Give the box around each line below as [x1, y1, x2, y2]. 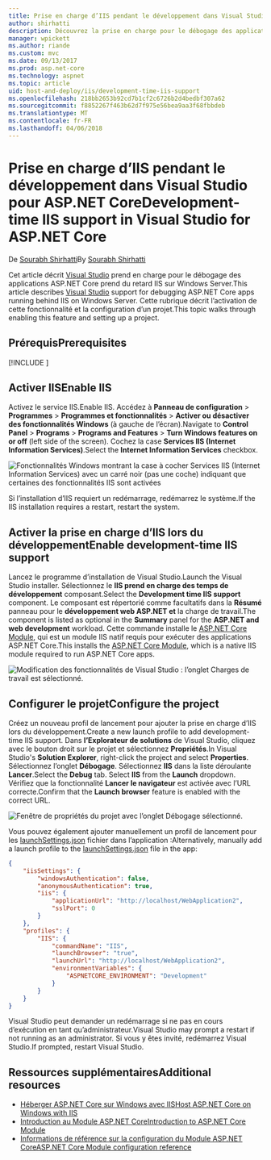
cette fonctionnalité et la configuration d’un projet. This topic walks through [8, 304, 256, 314]
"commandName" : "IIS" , [51, 941, 128, 950]
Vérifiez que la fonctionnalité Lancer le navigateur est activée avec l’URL [8, 778, 252, 787]
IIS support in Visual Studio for [41, 211, 251, 228]
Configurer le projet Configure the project [8, 697, 219, 711]
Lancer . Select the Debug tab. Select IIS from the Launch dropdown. [8, 770, 236, 779]
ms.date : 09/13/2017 [8, 57, 78, 65]
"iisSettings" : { [23, 866, 81, 875]
